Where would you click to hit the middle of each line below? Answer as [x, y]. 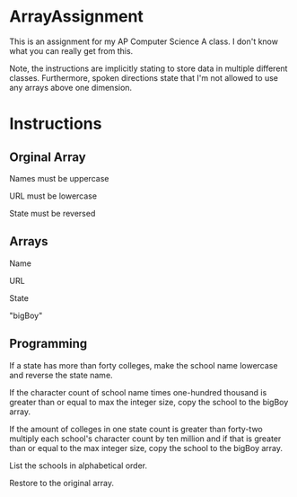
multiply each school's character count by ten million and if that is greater [145, 439]
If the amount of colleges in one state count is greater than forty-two [136, 429]
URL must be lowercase [53, 196]
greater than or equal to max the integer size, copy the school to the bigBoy [149, 402]
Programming [48, 344]
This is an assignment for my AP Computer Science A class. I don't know [144, 41]
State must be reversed [52, 213]
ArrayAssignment [76, 17]
